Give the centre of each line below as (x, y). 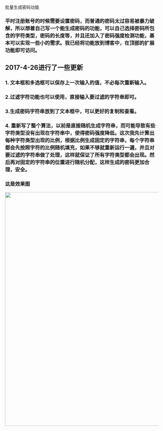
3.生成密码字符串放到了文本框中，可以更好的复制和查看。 (72, 111)
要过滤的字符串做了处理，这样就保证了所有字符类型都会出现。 (77, 155)
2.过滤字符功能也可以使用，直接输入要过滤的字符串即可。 (72, 97)
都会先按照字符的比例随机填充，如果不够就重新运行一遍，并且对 (80, 148)
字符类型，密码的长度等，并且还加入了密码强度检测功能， (82, 36)
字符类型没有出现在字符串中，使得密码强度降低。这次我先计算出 (80, 133)
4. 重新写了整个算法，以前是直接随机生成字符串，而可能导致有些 (80, 126)
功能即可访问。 (23, 50)
